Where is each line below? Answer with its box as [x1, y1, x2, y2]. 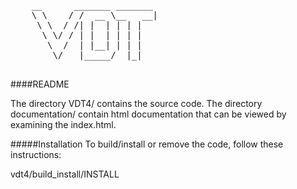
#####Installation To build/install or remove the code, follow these [10, 138, 284, 150]
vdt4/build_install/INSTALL [10, 168, 120, 180]
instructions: [10, 149, 62, 160]
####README [10, 78, 70, 90]
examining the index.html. [10, 119, 117, 130]
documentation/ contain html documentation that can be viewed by [10, 108, 287, 120]
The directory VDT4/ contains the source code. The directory [10, 98, 263, 109]
